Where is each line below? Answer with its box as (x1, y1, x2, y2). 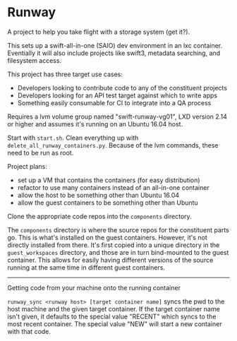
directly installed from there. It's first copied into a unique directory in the (7, 241, 220, 249)
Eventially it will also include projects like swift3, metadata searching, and (7, 49, 221, 57)
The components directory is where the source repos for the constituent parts (7, 225, 229, 234)
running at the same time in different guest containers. (7, 263, 166, 272)
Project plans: (7, 162, 47, 170)
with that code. (7, 327, 51, 335)
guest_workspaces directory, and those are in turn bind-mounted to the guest (7, 248, 229, 256)
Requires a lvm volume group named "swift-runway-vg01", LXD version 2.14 (7, 112, 227, 121)
